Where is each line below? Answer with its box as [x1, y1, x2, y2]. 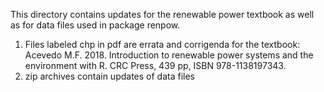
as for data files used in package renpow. [10, 19, 181, 31]
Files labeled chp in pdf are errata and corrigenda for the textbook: [24, 39, 301, 50]
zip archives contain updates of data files [24, 70, 195, 82]
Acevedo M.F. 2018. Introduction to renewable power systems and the [24, 49, 314, 61]
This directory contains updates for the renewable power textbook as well [10, 9, 315, 20]
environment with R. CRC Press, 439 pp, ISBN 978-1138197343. [24, 60, 287, 71]
